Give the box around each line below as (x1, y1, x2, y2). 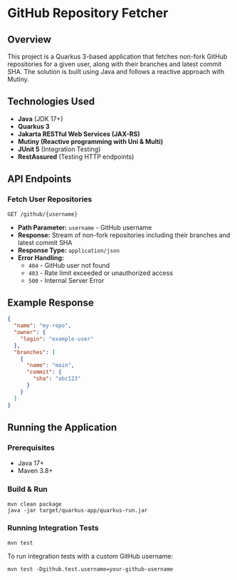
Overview (7, 33, 52, 46)
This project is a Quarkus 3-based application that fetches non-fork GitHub (7, 52, 228, 61)
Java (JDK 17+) (17, 114, 63, 123)
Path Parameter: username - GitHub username (17, 223, 152, 232)
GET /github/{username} (7, 210, 78, 218)
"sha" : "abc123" (33, 376, 81, 383)
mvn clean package (7, 500, 62, 507)
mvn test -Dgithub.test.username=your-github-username (7, 565, 174, 573)
